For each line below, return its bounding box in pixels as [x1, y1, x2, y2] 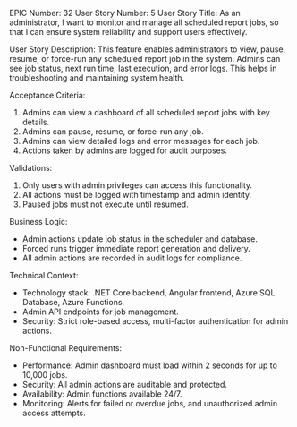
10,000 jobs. [21, 370, 68, 380]
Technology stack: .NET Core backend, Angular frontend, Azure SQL [21, 287, 276, 298]
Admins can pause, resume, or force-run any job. [21, 126, 204, 137]
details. [21, 116, 50, 127]
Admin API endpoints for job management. [21, 306, 179, 317]
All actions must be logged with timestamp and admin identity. [21, 190, 252, 200]
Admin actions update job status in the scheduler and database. [21, 234, 258, 244]
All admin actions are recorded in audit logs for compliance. [21, 252, 242, 263]
